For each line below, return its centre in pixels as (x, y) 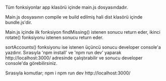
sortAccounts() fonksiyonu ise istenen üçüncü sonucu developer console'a (83, 47)
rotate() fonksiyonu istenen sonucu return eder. (54, 37)
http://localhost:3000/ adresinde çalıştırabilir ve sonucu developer (74, 58)
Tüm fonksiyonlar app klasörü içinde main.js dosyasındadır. (67, 7)
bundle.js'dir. (19, 22)
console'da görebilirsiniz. (31, 63)
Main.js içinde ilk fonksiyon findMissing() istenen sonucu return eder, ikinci (83, 32)
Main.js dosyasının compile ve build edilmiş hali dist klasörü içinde (74, 17)
